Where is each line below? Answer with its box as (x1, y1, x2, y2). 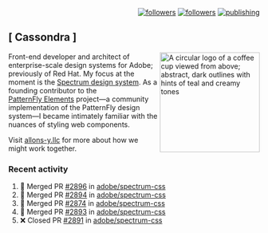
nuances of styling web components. (8, 120, 130, 129)
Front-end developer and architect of (8, 52, 130, 61)
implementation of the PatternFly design (8, 102, 140, 112)
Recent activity (8, 164, 69, 175)
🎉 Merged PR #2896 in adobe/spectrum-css (19, 182, 166, 192)
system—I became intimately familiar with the (8, 111, 158, 120)
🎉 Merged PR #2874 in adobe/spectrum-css (19, 199, 166, 208)
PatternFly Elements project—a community (8, 94, 149, 104)
